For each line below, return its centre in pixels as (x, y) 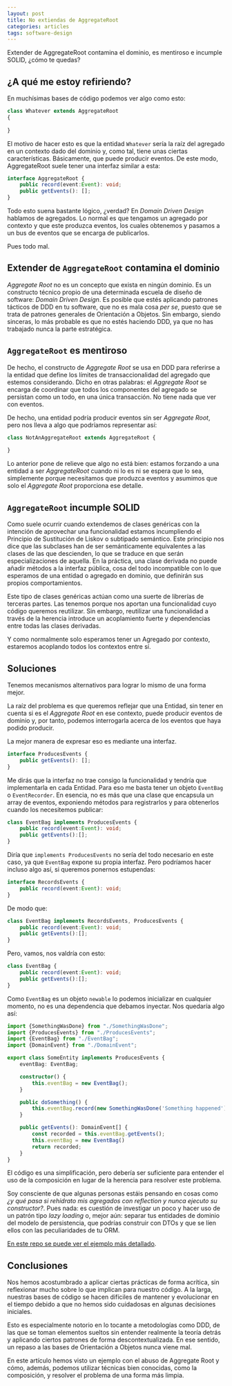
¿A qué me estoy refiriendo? (69, 81)
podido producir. (31, 728)
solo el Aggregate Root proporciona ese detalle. (75, 486)
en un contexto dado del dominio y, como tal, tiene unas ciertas (97, 151)
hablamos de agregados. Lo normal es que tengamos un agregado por (108, 218)
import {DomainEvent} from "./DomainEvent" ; (72, 1045)
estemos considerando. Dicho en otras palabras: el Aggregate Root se (107, 382)
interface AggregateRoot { (46, 178)
